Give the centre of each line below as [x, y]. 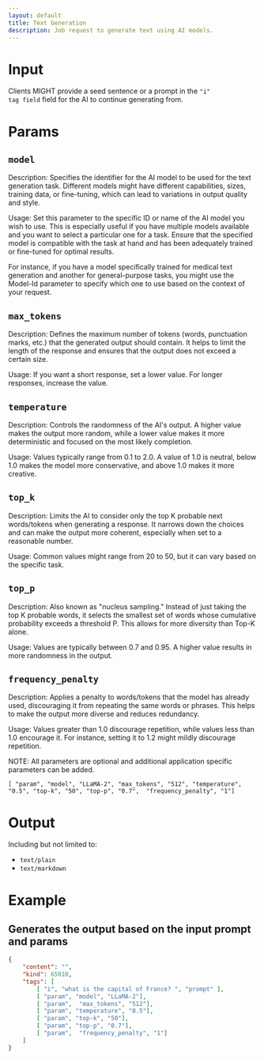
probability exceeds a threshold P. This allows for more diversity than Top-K [132, 623]
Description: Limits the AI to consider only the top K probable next [115, 515]
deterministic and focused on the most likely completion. [100, 441]
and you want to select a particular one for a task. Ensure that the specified [130, 235]
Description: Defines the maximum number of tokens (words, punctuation [128, 334]
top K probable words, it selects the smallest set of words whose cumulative [132, 615]
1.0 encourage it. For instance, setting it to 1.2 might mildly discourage [122, 738]
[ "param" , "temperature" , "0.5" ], [95, 1011]
